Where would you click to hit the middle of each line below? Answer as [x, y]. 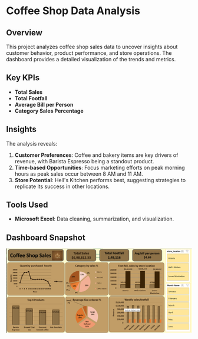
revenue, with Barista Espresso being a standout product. [84, 161]
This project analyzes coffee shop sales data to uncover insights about [92, 47]
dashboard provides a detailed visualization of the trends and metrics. [91, 59]
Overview [24, 33]
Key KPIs [23, 78]
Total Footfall [31, 98]
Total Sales [29, 92]
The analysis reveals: [32, 143]
